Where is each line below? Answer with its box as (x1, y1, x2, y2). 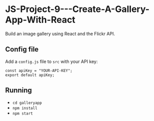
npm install (12, 105, 37, 110)
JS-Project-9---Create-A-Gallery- (5, 3, 150, 15)
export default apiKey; (5, 72, 55, 77)
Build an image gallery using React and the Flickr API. (5, 30, 115, 36)
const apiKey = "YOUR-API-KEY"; (5, 68, 72, 73)
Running (5, 86, 32, 94)
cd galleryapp (12, 100, 42, 105)
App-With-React (5, 14, 76, 25)
